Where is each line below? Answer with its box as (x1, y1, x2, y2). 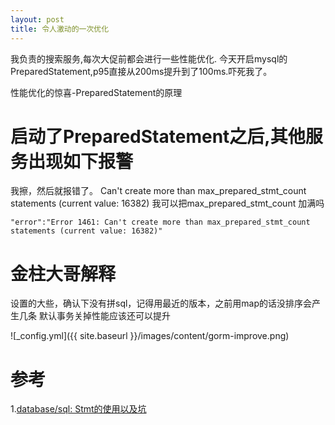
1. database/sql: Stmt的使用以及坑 (10, 403, 147, 415)
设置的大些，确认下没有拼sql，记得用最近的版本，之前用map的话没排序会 (10, 297, 313, 310)
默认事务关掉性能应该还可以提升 (38, 310, 171, 322)
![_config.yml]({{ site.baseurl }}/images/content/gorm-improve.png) (10, 330, 290, 342)
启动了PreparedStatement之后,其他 (10, 125, 306, 148)
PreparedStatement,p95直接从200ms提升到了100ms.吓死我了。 (10, 65, 273, 77)
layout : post (10, 14, 65, 25)
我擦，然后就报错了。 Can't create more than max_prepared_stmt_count (10, 185, 307, 197)
